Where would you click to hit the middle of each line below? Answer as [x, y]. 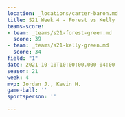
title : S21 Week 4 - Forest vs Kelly [61, 20]
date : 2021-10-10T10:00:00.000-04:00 [61, 65]
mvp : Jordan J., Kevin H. [44, 84]
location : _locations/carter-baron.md [62, 13]
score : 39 [27, 39]
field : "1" [23, 58]
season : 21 [23, 71]
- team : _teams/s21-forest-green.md [59, 33]
